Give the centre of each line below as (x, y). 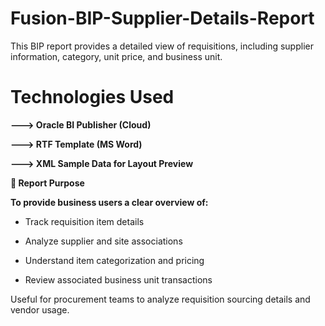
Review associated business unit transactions (118, 279)
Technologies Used (92, 97)
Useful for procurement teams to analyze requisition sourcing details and (160, 299)
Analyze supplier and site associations (103, 241)
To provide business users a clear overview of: (109, 202)
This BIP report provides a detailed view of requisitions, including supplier (162, 46)
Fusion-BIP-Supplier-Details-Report (162, 18)
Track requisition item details (84, 221)
